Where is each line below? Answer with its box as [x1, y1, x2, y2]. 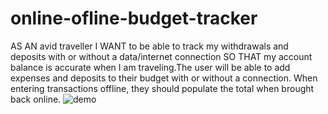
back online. [10, 93, 62, 105]
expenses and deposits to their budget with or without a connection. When [10, 72, 318, 84]
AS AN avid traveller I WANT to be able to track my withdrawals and [10, 40, 289, 52]
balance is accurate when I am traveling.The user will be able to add [10, 61, 291, 73]
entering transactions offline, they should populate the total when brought [10, 82, 315, 94]
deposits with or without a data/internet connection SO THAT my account [10, 50, 313, 62]
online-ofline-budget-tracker [10, 7, 258, 30]
